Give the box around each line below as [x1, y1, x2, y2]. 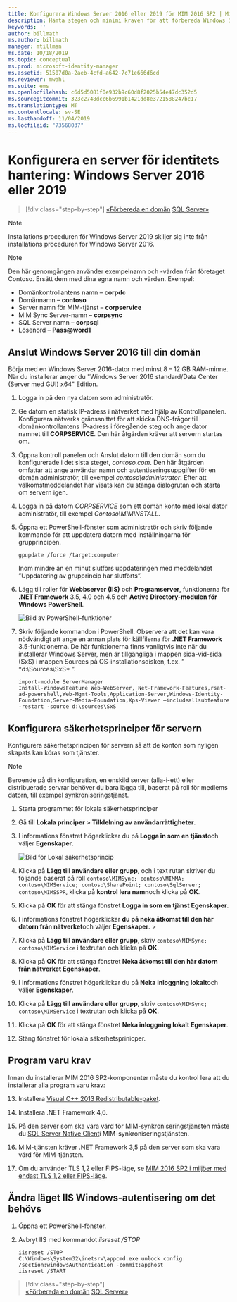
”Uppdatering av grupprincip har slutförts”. [18, 571, 142, 580]
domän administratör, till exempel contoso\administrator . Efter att [18, 473, 207, 482]
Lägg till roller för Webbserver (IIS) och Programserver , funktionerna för [18, 585, 230, 594]
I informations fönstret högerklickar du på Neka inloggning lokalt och [18, 979, 219, 987]
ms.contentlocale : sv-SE [8, 108, 81, 116]
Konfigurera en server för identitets [8, 152, 220, 168]
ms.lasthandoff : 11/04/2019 [8, 115, 91, 122]
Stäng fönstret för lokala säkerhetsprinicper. [18, 1034, 146, 1043]
